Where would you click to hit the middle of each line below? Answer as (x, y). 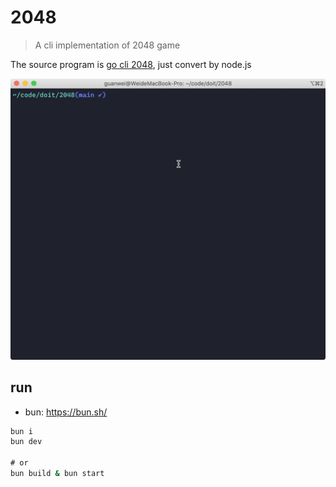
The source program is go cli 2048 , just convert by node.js (131, 64)
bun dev (26, 442)
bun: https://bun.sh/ (66, 412)
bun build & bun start (57, 474)
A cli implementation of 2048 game (107, 45)
